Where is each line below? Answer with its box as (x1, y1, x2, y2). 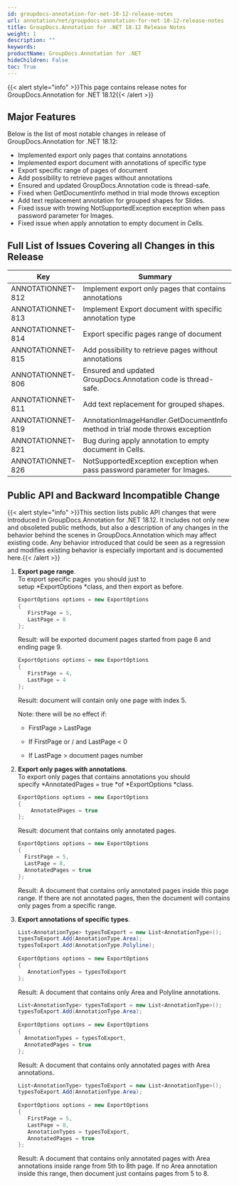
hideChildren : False (7, 57, 69, 64)
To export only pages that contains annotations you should (17, 772, 191, 781)
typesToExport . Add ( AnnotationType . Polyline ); (17, 942, 155, 949)
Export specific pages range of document (83, 329, 222, 339)
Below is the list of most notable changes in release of (7, 129, 166, 139)
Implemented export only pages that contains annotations (17, 151, 187, 160)
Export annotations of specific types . (17, 915, 130, 923)
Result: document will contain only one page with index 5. (17, 696, 187, 704)
